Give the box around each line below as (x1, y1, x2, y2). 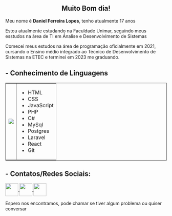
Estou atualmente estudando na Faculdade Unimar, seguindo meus (5, 28, 147, 34)
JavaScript (28, 102, 54, 109)
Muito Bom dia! (61, 4, 111, 13)
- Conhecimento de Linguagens (5, 69, 109, 77)
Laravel (28, 133, 46, 141)
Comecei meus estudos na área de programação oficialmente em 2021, (5, 43, 156, 49)
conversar (5, 206, 27, 212)
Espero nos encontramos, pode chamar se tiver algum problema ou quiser (5, 200, 162, 207)
